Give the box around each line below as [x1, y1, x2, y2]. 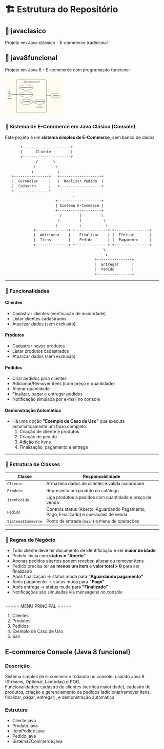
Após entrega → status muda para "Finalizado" [12, 584, 108, 590]
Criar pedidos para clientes [12, 375, 67, 382]
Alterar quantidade [12, 386, 50, 392]
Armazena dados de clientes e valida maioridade [46, 480, 144, 487]
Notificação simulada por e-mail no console [12, 396, 100, 402]
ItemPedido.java [12, 728, 45, 734]
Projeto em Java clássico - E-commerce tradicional [5, 40, 108, 45]
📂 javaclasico [5, 26, 46, 35]
